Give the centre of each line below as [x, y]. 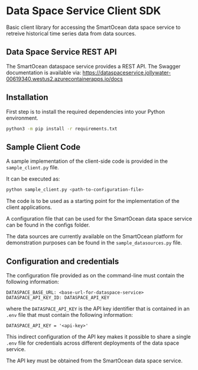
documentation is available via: [44, 73]
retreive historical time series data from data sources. [71, 33]
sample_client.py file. [33, 168]
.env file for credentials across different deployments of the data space [92, 343]
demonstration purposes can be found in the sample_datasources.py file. [94, 243]
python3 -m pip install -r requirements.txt [62, 129]
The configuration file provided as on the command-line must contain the [95, 275]
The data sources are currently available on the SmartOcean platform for [95, 237]
